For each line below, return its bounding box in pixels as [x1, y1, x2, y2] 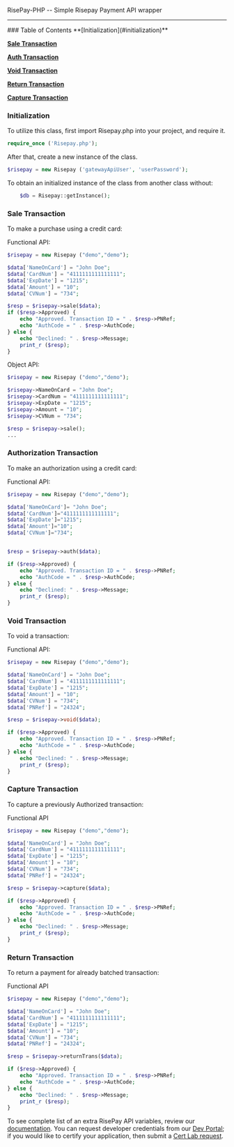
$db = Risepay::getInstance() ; [19, 192, 111, 199]
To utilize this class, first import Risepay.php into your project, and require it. [7, 127, 226, 135]
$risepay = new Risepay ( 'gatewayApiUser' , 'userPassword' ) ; [7, 167, 189, 174]
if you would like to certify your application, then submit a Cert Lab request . [7, 1132, 224, 1140]
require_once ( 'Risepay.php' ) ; [7, 140, 98, 147]
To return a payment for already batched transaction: [7, 969, 159, 977]
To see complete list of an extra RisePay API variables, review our [7, 1117, 195, 1125]
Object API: [7, 360, 40, 369]
